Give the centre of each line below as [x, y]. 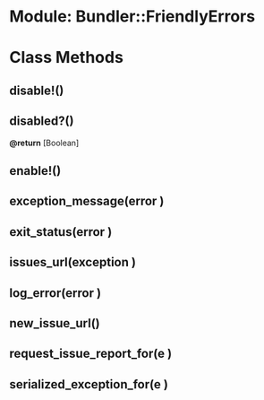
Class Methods [66, 58]
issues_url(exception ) [73, 262]
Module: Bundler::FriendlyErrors [132, 17]
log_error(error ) [55, 293]
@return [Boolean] [44, 143]
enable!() [35, 171]
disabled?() [42, 122]
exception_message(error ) [87, 201]
